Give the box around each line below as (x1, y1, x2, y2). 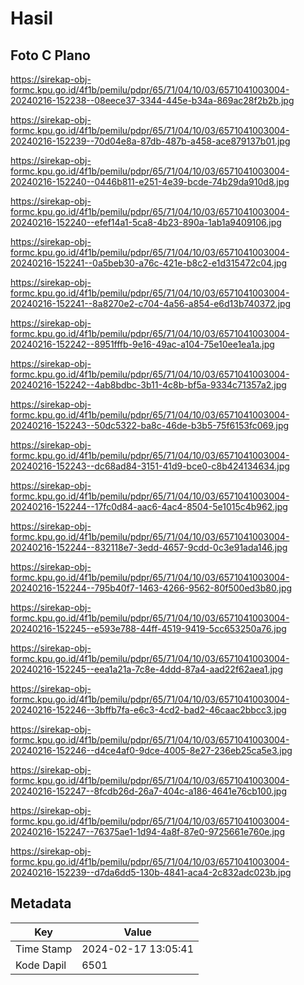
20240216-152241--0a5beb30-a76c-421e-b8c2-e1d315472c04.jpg (10, 257, 288, 269)
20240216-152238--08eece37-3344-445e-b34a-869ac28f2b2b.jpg (10, 95, 295, 106)
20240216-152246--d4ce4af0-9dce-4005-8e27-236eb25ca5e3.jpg (10, 745, 293, 756)
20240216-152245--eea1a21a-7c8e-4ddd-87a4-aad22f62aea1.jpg (10, 663, 284, 675)
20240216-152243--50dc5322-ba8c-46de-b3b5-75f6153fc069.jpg (10, 420, 290, 431)
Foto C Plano (10, 47, 91, 64)
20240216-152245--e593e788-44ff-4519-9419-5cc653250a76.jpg (10, 623, 287, 634)
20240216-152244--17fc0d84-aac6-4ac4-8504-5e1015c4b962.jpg (10, 501, 288, 512)
